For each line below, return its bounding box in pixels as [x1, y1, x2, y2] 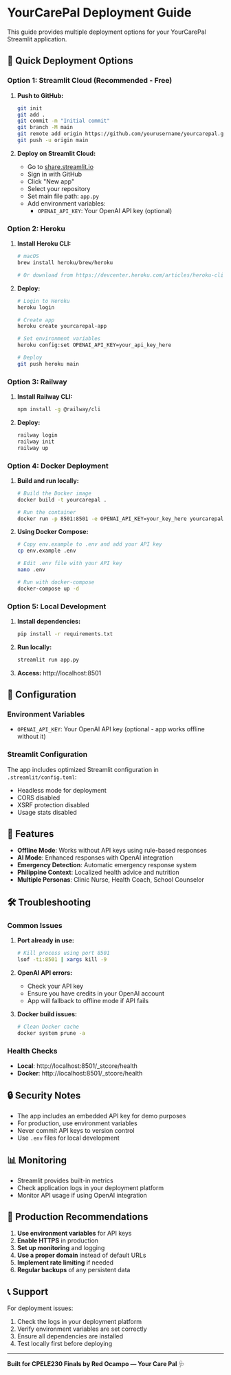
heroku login [16, 304, 55, 311]
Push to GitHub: [16, 91, 64, 99]
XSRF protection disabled [16, 800, 89, 809]
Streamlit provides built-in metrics [16, 1176, 113, 1185]
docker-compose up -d [16, 585, 79, 592]
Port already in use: [16, 936, 74, 944]
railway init [16, 438, 55, 445]
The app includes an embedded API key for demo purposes [16, 1111, 186, 1120]
